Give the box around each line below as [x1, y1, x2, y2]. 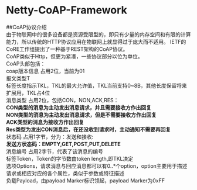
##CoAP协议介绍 [6, 23, 47, 30]
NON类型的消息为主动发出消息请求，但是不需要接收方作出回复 [6, 111, 157, 118]
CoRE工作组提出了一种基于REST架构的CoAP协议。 [6, 45, 128, 53]
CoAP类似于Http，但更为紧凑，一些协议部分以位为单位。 [6, 53, 144, 60]
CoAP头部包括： [6, 60, 46, 67]
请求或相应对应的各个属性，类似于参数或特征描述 [6, 170, 124, 177]
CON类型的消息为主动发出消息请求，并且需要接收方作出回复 [6, 103, 151, 111]
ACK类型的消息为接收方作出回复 [6, 118, 84, 126]
